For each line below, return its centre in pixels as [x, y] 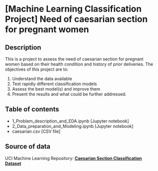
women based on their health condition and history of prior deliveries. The [79, 64]
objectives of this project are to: [37, 69]
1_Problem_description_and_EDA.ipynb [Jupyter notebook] [71, 121]
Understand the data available [42, 79]
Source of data [28, 147]
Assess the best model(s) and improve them [56, 89]
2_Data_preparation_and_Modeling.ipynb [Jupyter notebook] [73, 126]
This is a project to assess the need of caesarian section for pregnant [74, 59]
